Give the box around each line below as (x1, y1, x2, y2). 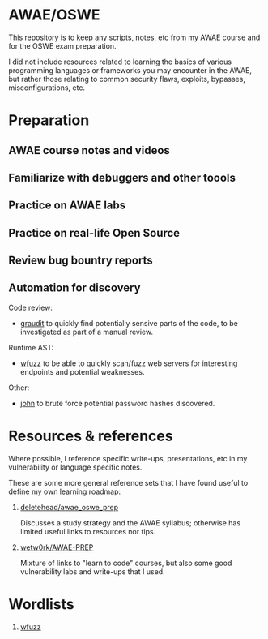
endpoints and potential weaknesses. (19, 367, 145, 376)
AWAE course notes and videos (8, 144, 170, 157)
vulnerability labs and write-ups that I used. (19, 566, 165, 577)
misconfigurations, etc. (8, 83, 85, 92)
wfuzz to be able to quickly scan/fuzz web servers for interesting (19, 358, 238, 368)
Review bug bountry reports (8, 254, 153, 268)
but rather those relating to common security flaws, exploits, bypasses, (8, 74, 245, 84)
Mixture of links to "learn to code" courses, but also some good (19, 558, 232, 568)
